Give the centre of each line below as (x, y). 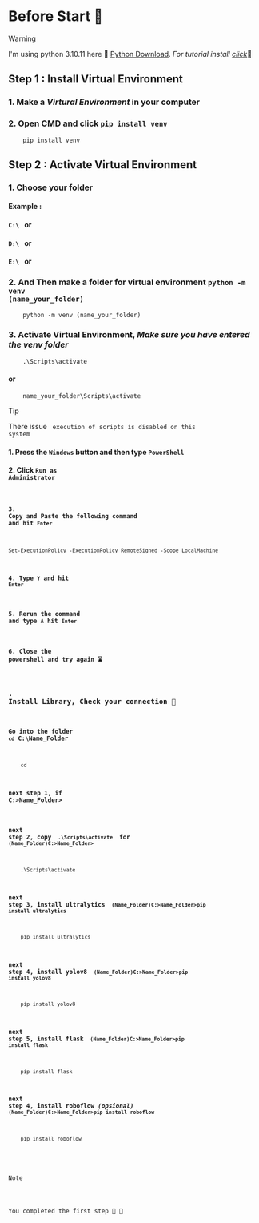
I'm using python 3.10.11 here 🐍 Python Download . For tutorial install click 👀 (130, 54)
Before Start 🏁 (56, 16)
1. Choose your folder (51, 187)
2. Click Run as (33, 470)
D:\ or (20, 243)
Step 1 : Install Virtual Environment (96, 79)
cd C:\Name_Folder (38, 738)
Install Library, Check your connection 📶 (92, 701)
